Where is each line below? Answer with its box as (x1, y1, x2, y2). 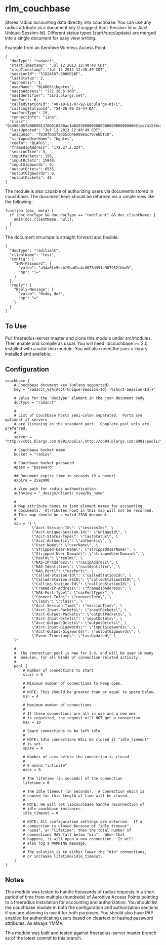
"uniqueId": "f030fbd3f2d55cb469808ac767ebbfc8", (9, 132, 114, 137)
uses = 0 (23, 767, 41, 772)
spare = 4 (23, 745, 43, 751)
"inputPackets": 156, (9, 154, 54, 159)
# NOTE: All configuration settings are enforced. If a (23, 819, 142, 824)
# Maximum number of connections (23, 702, 92, 707)
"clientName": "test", (9, 252, 56, 257)
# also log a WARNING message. (23, 841, 87, 846)
